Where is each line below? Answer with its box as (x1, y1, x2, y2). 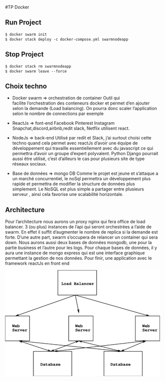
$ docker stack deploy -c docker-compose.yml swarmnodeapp (5, 37, 129, 42)
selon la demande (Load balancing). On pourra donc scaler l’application (12, 106, 157, 111)
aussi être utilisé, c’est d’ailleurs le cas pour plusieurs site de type (12, 156, 145, 162)
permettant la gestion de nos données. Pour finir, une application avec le (5, 255, 152, 261)
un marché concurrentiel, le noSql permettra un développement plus (12, 176, 151, 182)
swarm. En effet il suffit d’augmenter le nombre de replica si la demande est (5, 229, 158, 235)
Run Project (5, 18, 42, 27)
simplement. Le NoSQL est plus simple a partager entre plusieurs (12, 186, 144, 192)
